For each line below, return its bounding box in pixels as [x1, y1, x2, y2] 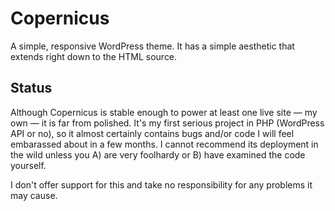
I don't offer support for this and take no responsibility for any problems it [10, 178, 313, 191]
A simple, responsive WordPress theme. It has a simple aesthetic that [10, 40, 295, 52]
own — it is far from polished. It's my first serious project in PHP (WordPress [10, 117, 325, 129]
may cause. [10, 189, 58, 201]
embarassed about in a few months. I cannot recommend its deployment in [10, 138, 319, 150]
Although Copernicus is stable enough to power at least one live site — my [10, 106, 318, 118]
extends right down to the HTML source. [10, 50, 178, 62]
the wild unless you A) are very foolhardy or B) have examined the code [10, 148, 306, 161]
